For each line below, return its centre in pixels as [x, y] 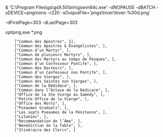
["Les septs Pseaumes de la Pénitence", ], [61, 112]
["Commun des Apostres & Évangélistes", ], [61, 46]
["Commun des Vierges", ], [43, 77]
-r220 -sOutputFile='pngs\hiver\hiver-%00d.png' [99, 13]
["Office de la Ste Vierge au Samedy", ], [60, 95]
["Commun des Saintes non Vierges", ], [56, 81]
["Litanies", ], [32, 117]
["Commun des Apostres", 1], [45, 41]
